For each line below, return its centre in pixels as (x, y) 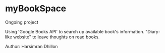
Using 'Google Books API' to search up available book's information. (75, 31)
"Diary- (153, 31)
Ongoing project (22, 22)
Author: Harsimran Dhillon (31, 46)
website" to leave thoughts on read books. (56, 37)
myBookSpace (36, 9)
